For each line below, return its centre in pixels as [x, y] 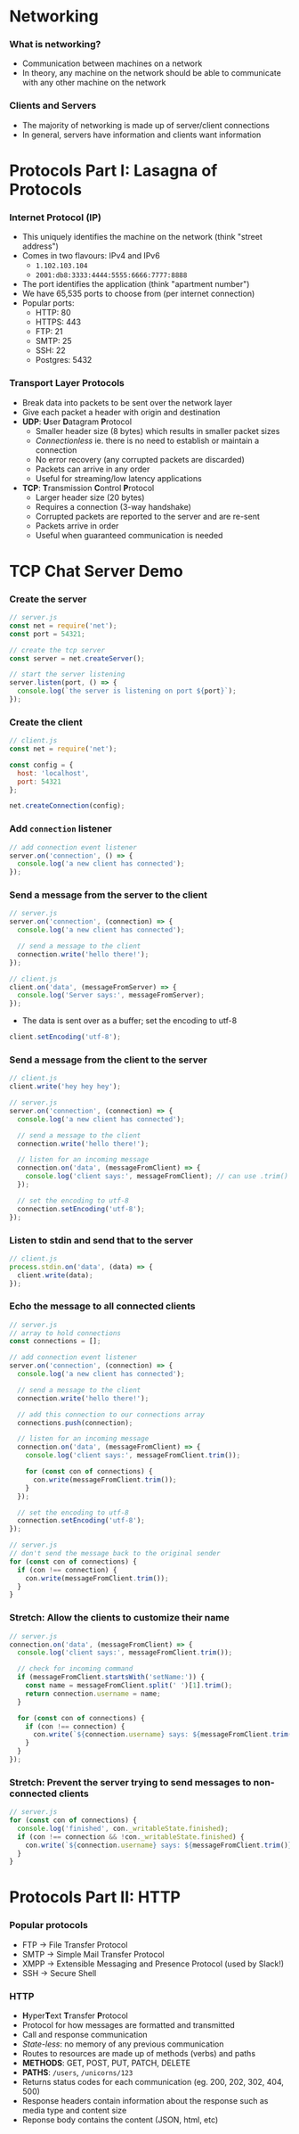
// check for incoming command [75, 1669]
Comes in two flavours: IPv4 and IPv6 [91, 256]
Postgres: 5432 [64, 360]
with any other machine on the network [94, 83]
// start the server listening [67, 675]
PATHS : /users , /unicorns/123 [77, 2072]
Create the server [48, 599]
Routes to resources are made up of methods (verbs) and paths [139, 2054]
